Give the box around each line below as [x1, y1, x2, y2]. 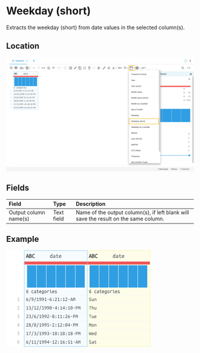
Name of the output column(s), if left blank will [76, 209, 189, 216]
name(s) [8, 215, 30, 222]
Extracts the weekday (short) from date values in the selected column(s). [6, 24, 185, 31]
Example [6, 234, 39, 244]
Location [6, 41, 40, 51]
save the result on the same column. [76, 215, 165, 222]
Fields [6, 183, 30, 193]
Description [76, 200, 106, 207]
